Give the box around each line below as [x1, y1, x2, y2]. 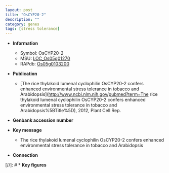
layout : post [5, 7, 33, 13]
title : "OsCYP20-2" [5, 12, 47, 17]
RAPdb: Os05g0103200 [20, 61, 70, 67]
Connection [12, 152, 38, 158]
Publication [12, 71, 37, 77]
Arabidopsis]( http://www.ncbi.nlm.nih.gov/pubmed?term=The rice [20, 91, 158, 97]
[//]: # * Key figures [5, 162, 47, 168]
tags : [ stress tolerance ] [5, 26, 60, 31]
